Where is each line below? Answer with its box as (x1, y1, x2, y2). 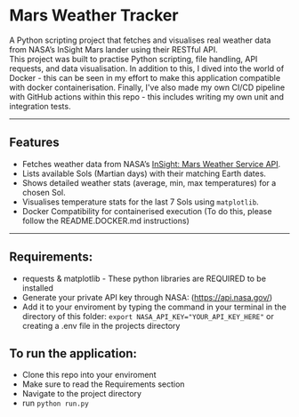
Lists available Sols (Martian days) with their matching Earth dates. (21, 168, 267, 179)
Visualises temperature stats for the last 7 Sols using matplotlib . (21, 196, 260, 207)
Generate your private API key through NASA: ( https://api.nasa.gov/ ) (21, 292, 273, 302)
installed (21, 282, 53, 293)
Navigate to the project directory (21, 389, 142, 399)
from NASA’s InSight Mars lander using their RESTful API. (9, 44, 218, 54)
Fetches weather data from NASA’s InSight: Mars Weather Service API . (21, 158, 281, 169)
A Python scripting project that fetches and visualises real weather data (9, 35, 271, 45)
